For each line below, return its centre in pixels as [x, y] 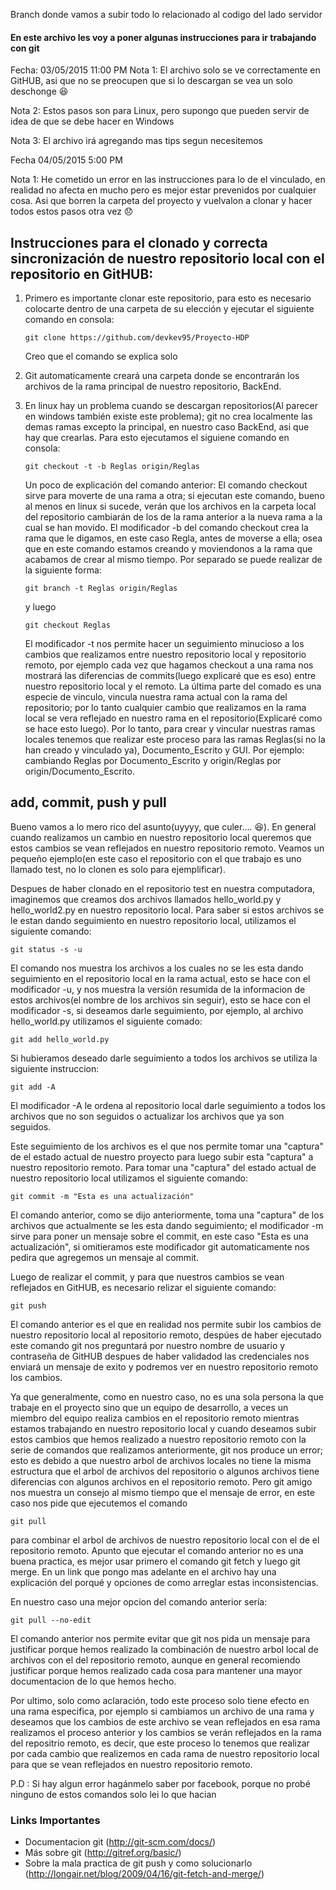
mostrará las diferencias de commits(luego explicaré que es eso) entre [170, 676]
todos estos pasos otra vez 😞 [72, 211]
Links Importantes [55, 1820]
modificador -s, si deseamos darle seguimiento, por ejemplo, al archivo [157, 1010]
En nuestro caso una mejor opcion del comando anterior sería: [139, 1601]
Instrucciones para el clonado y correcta [139, 242]
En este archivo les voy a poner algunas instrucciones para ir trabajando [163, 37]
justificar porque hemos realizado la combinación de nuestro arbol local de [164, 1649]
